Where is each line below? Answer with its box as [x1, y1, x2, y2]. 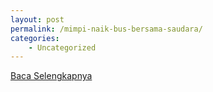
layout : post [10, 14, 65, 25]
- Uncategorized [28, 42, 97, 53]
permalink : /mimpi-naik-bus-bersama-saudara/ [10, 24, 203, 34]
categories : [10, 33, 60, 43]
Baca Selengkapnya [10, 70, 93, 82]
